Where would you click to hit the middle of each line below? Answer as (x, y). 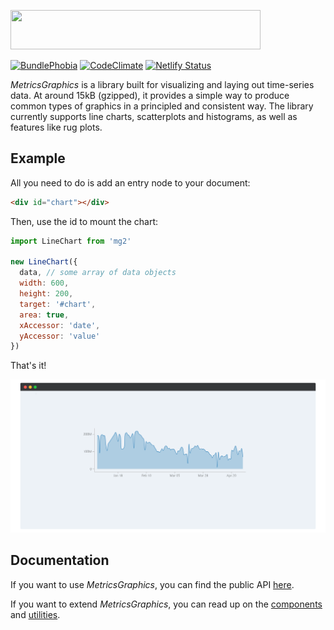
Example (38, 158)
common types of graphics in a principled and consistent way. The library (162, 106)
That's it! (28, 366)
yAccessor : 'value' (60, 336)
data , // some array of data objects (98, 273)
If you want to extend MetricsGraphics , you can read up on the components (166, 604)
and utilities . (35, 614)
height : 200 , (46, 294)
